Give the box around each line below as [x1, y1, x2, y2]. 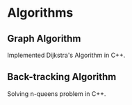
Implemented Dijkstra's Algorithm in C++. [7, 51, 126, 59]
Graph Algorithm [7, 33, 81, 45]
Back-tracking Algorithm [7, 71, 117, 83]
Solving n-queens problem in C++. [7, 89, 106, 98]
